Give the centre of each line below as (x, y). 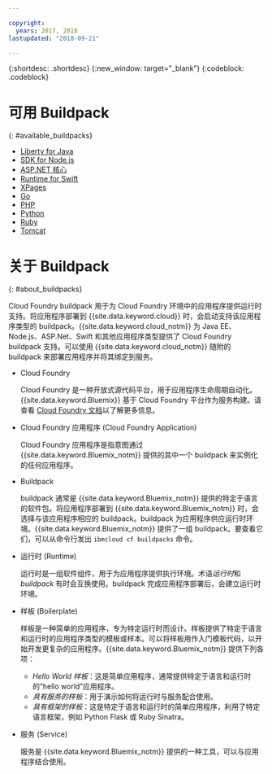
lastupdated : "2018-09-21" (54, 38)
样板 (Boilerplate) (49, 611)
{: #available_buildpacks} (51, 136)
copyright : (27, 23)
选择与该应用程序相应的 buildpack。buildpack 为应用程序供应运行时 (133, 518)
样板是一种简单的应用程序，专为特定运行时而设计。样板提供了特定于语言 (141, 628)
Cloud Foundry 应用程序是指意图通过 (82, 445)
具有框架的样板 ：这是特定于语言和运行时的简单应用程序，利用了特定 (146, 707)
